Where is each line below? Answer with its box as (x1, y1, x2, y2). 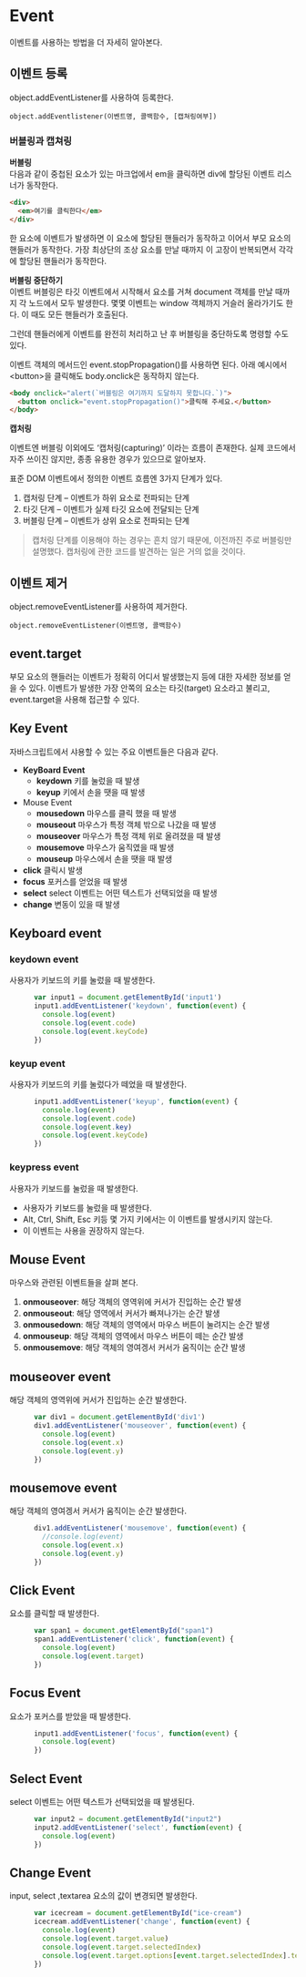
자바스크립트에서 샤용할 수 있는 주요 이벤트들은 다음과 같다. (9, 746, 219, 757)
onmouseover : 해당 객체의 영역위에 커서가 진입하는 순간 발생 (22, 1296, 242, 1307)
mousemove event (9, 1480, 117, 1495)
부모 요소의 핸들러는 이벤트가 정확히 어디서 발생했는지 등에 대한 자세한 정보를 (9, 671, 282, 681)
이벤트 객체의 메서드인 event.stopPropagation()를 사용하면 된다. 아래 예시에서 (9, 359, 288, 370)
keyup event (9, 1057, 66, 1070)
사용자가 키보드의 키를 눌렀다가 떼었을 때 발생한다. (9, 1079, 188, 1090)
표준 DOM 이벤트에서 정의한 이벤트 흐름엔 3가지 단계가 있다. (9, 473, 223, 484)
